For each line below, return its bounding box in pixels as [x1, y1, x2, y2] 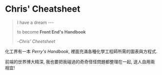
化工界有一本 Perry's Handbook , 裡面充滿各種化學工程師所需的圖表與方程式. [5, 48, 158, 54]
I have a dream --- [17, 19, 54, 25]
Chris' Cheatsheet [5, 3, 80, 15]
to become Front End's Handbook [17, 29, 86, 35]
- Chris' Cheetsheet [17, 38, 55, 44]
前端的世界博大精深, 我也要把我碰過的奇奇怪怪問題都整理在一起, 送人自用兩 [5, 58, 155, 64]
